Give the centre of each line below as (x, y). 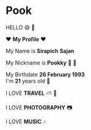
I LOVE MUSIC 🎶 (26, 121)
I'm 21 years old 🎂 (28, 81)
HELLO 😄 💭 (20, 27)
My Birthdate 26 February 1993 (45, 74)
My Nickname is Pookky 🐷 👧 (41, 63)
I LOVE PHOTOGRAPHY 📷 (39, 108)
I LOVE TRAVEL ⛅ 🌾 (31, 93)
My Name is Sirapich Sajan (40, 51)
